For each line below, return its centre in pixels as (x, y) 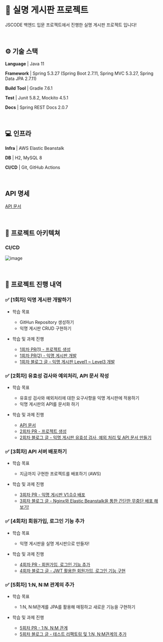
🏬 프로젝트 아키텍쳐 (33, 233)
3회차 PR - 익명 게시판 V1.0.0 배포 (52, 495)
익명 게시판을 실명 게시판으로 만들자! (54, 543)
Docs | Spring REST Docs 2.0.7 (37, 107)
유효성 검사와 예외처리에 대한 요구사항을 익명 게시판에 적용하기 (79, 398)
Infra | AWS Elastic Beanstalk (35, 148)
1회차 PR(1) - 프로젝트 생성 (45, 349)
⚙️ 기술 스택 (22, 52)
